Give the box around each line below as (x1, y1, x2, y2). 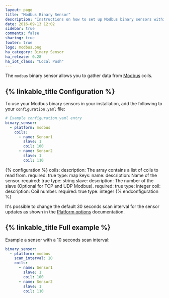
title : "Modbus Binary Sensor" (5, 12, 71, 17)
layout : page (5, 7, 33, 13)
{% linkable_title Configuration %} (5, 87, 115, 96)
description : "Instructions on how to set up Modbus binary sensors (5, 17, 152, 22)
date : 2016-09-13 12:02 (5, 21, 55, 27)
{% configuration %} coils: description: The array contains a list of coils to (5, 167, 158, 173)
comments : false (5, 31, 39, 36)
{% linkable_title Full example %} (5, 223, 111, 232)
